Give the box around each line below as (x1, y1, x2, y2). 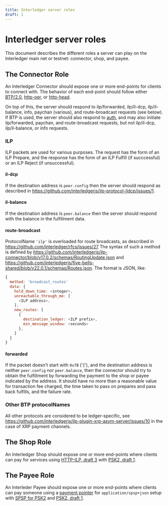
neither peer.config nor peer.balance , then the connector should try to (5, 367, 151, 373)
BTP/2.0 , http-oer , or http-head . (5, 94, 71, 100)
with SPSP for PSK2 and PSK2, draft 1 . (5, 495, 84, 501)
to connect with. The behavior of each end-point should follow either (5, 89, 148, 95)
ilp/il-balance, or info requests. (5, 125, 69, 131)
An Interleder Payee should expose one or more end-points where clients (5, 484, 157, 490)
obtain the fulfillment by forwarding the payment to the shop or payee (5, 372, 149, 379)
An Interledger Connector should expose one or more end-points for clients (5, 83, 161, 89)
